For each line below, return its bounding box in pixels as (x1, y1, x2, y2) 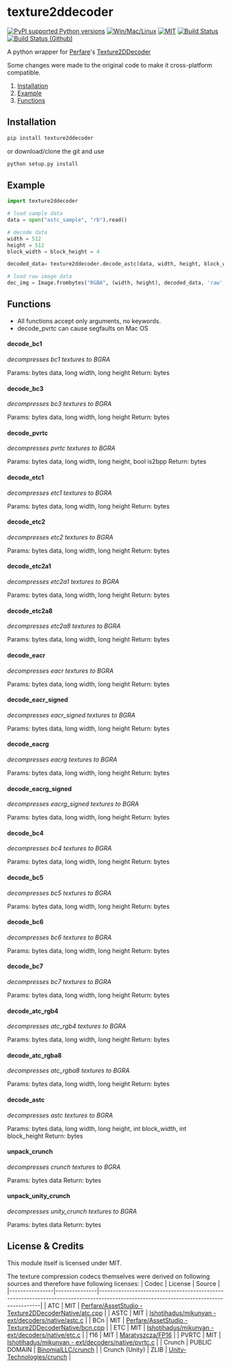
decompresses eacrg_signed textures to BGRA (7, 800, 140, 808)
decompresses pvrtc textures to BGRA (7, 444, 115, 452)
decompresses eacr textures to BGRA (7, 666, 114, 675)
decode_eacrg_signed (7, 784, 72, 793)
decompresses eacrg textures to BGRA (7, 755, 118, 764)
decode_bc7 (7, 962, 43, 970)
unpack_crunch (7, 1147, 53, 1156)
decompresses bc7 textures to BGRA (7, 977, 112, 986)
